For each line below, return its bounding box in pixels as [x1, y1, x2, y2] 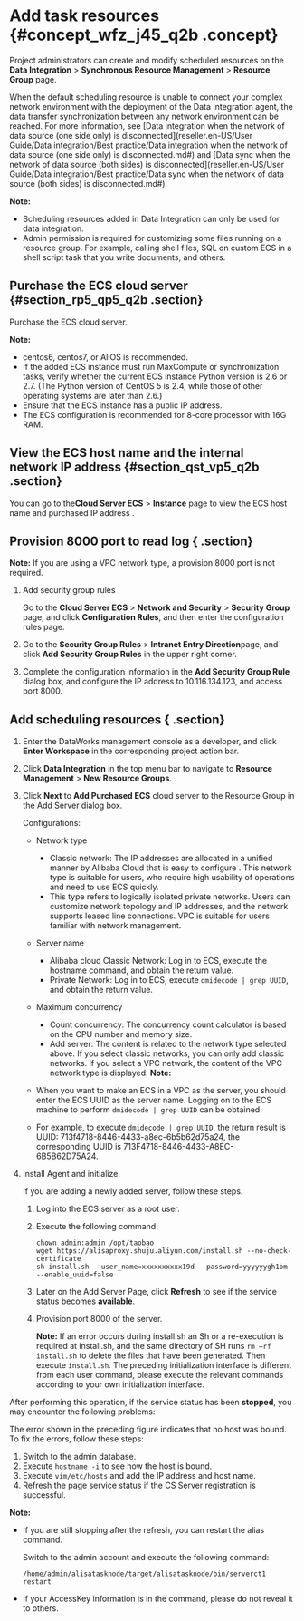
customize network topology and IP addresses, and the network [49, 901, 289, 912]
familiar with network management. [49, 920, 182, 931]
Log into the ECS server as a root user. [35, 1203, 180, 1215]
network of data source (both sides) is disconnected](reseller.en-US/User [9, 159, 285, 170]
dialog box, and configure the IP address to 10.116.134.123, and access [22, 676, 283, 687]
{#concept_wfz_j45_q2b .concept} [9, 24, 279, 45]
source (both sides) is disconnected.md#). [9, 178, 168, 189]
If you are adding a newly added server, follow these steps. [22, 1186, 243, 1197]
